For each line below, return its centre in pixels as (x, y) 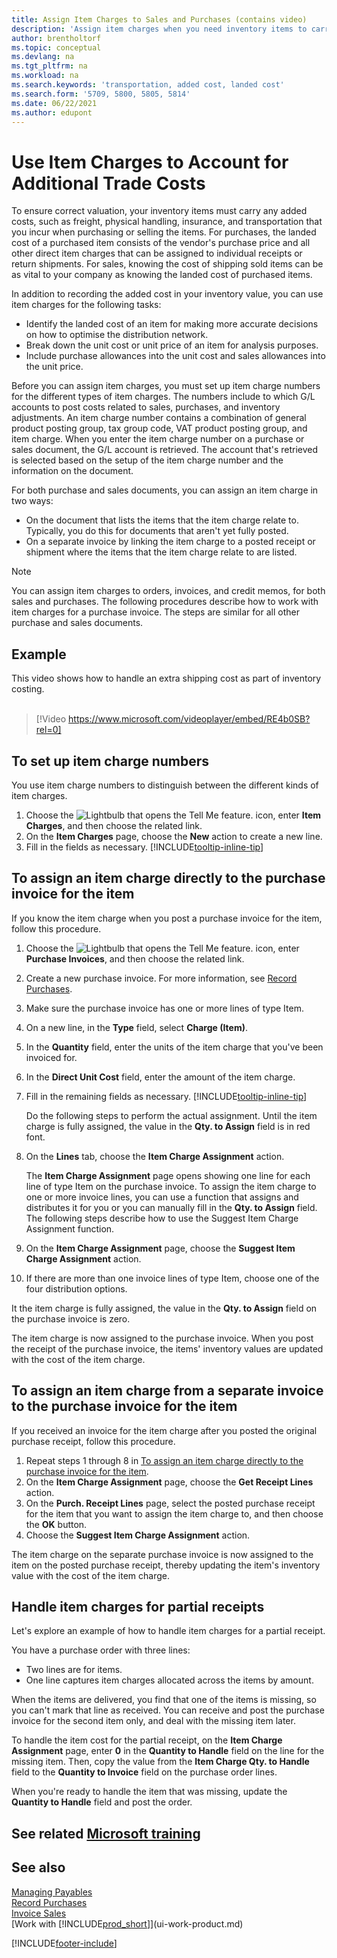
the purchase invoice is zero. (71, 1318)
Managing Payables (52, 1892)
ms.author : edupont (52, 112)
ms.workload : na (45, 76)
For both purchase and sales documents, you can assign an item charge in (165, 490)
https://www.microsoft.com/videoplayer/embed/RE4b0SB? (189, 719)
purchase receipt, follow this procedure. (93, 1441)
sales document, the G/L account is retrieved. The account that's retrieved (165, 450)
